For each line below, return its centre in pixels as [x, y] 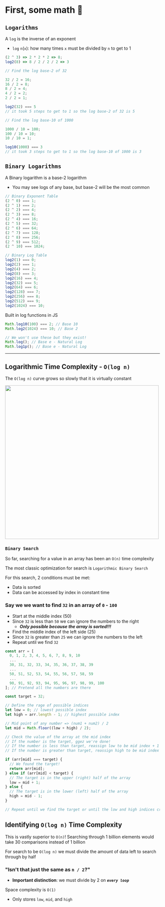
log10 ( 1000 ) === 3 [24, 147]
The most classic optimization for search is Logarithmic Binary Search [77, 568]
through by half [21, 857]
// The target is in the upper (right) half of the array [70, 778]
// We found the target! [35, 764]
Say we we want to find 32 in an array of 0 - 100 [61, 605]
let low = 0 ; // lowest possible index [46, 710]
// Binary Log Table [26, 255]
